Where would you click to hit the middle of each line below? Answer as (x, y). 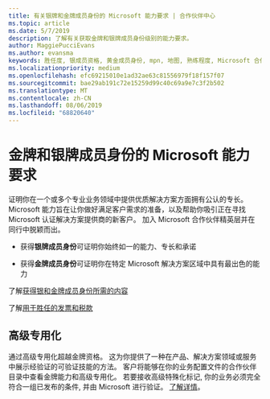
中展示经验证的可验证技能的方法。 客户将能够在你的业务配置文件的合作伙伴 (133, 366)
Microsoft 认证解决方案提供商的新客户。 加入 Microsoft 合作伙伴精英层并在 (132, 219)
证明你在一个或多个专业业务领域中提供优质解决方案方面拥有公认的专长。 (128, 199)
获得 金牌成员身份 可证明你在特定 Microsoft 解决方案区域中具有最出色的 (136, 263)
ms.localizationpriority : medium (64, 68)
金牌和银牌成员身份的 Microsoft (113, 156)
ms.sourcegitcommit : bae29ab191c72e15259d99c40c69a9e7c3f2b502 (117, 83)
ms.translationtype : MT (48, 90)
